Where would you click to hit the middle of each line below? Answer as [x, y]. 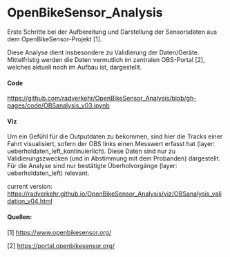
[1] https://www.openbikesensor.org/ [59, 232]
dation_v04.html [30, 201]
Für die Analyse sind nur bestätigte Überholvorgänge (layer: [92, 166]
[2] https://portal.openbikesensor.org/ [61, 245]
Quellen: [20, 217]
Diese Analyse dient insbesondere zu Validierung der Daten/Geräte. [103, 52]
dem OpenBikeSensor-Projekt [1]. [55, 39]
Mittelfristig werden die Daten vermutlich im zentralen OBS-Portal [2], [106, 59]
